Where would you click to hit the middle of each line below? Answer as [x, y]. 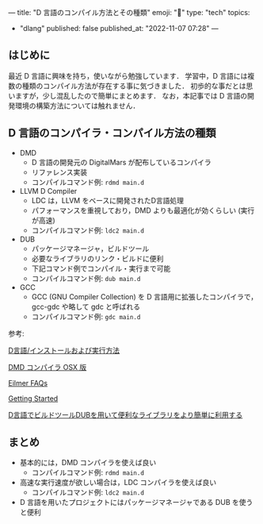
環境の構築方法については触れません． [77, 106]
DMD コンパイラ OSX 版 [48, 367]
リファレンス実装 [59, 172]
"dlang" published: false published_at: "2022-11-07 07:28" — [119, 28]
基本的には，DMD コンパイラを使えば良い [88, 463]
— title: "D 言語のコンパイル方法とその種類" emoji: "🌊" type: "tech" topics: [129, 12]
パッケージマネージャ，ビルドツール [90, 249]
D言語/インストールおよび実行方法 [64, 350]
